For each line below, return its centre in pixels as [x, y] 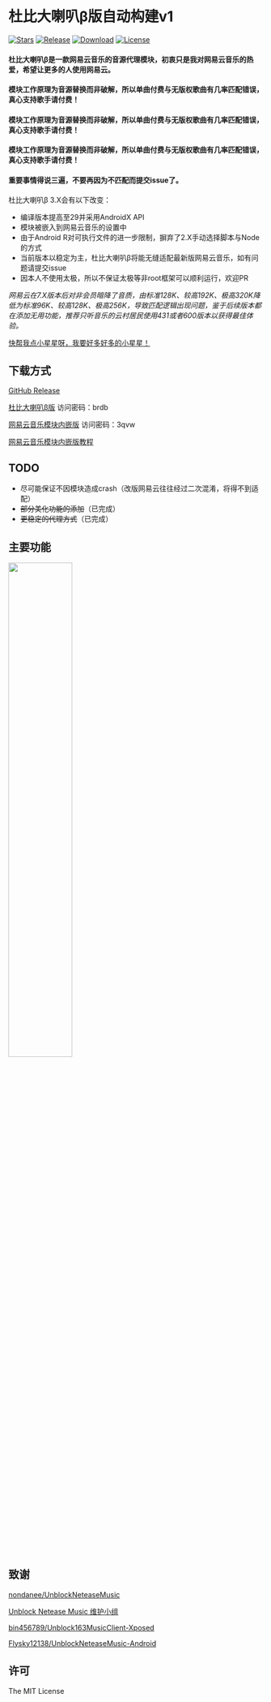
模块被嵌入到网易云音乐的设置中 [73, 227]
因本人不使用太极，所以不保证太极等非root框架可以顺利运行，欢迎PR [134, 277]
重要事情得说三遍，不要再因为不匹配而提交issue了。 [96, 180]
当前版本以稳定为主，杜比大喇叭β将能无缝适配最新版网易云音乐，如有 [136, 257]
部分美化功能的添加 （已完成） [70, 509]
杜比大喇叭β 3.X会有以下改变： [60, 200]
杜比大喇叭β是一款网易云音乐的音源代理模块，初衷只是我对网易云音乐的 [127, 59]
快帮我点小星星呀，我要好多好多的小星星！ [79, 342]
